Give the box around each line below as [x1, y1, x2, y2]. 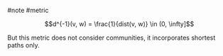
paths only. [7, 41, 40, 49]
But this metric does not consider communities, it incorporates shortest [7, 33, 216, 42]
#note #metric [7, 6, 49, 14]
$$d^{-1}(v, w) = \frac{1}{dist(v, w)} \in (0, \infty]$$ [44, 20, 195, 28]
